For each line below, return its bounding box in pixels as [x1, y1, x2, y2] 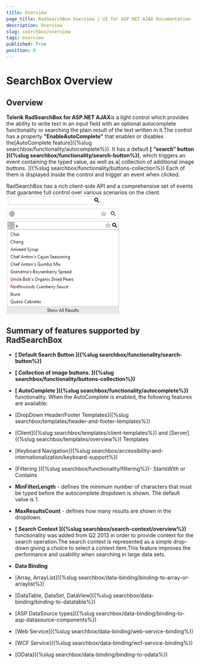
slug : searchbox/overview [6, 29, 70, 35]
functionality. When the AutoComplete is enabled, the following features [14, 393, 192, 400]
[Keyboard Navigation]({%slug [14, 447, 91, 454]
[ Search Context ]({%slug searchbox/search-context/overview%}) [14, 525, 187, 532]
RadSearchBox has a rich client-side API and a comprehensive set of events [6, 182, 193, 190]
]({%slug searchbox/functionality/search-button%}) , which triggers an [6, 151, 186, 159]
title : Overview [6, 10, 47, 16]
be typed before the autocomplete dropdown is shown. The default [14, 489, 180, 497]
